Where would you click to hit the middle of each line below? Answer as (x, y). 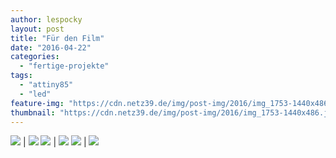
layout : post (37, 29)
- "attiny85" (46, 85)
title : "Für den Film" (57, 38)
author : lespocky (46, 19)
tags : (21, 76)
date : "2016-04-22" (51, 47)
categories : (35, 57)
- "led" (35, 94)
